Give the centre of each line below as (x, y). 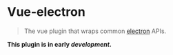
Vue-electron (47, 12)
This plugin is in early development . (60, 44)
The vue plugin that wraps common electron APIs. (95, 31)
